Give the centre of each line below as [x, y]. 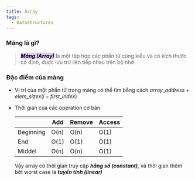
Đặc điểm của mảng [35, 77]
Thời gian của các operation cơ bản [57, 108]
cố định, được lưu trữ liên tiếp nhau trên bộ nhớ [77, 62]
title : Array [22, 11]
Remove [82, 122]
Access [110, 122]
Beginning [31, 132]
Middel [27, 151]
